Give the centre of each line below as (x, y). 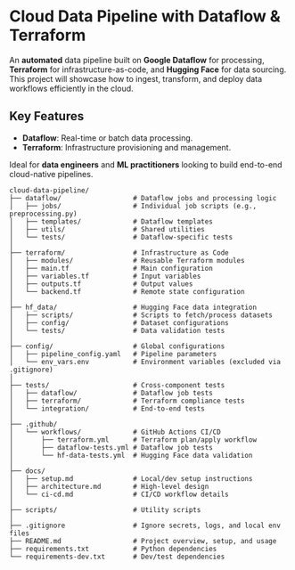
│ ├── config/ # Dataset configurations (119, 322)
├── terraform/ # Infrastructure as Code (119, 252)
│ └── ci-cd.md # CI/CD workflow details (119, 494)
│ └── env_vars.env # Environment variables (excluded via (145, 362)
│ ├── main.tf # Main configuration (111, 268)
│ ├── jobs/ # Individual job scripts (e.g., (133, 206)
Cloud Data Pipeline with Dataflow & (145, 16)
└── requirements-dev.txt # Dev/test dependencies (117, 557)
